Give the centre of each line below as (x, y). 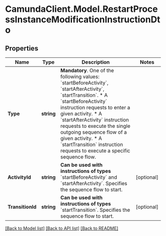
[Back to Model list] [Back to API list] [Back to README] (62, 228)
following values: (80, 77)
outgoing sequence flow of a (93, 132)
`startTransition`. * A (84, 95)
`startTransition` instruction (92, 144)
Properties (22, 48)
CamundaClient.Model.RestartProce (82, 9)
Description (96, 62)
